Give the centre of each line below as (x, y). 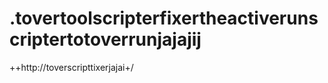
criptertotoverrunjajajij (105, 39)
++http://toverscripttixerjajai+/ (71, 67)
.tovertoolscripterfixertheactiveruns (164, 18)
